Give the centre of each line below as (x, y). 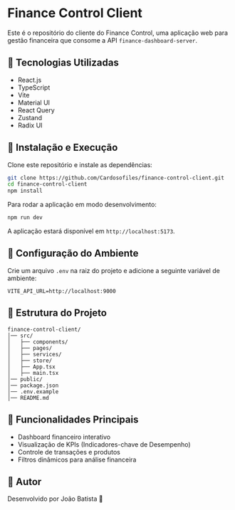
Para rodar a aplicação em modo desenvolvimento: (82, 205)
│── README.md (28, 398)
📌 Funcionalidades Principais (73, 420)
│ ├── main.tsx (33, 373)
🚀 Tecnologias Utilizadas (63, 63)
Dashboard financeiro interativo (64, 437)
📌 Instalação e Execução (63, 148)
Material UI (34, 102)
